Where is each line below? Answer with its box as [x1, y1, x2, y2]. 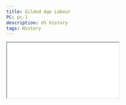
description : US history [6, 20, 68, 26]
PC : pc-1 [6, 14, 28, 20]
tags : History [6, 25, 42, 31]
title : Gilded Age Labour [6, 8, 70, 15]
